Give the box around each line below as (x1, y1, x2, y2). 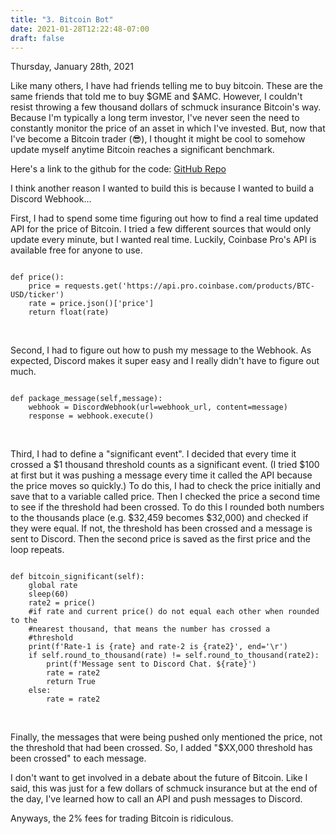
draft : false (10, 33, 65, 43)
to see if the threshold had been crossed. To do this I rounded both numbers (10, 501, 325, 513)
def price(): (10, 272, 65, 283)
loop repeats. (10, 544, 65, 556)
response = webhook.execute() (28, 411, 155, 421)
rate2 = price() (28, 598, 97, 608)
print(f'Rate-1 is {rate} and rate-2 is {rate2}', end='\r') (28, 642, 288, 652)
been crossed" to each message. (10, 752, 147, 765)
